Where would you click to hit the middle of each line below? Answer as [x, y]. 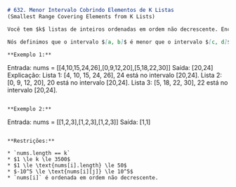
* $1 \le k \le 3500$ [39, 160]
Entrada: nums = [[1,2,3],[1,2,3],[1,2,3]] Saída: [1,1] [79, 122]
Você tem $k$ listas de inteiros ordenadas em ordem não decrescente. [113, 29]
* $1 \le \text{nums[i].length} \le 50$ [67, 166]
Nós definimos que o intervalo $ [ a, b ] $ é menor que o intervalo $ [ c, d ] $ [119, 42]
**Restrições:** [31, 141]
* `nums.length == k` [39, 153]
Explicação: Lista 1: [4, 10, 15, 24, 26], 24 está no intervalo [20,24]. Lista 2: [115, 75]
